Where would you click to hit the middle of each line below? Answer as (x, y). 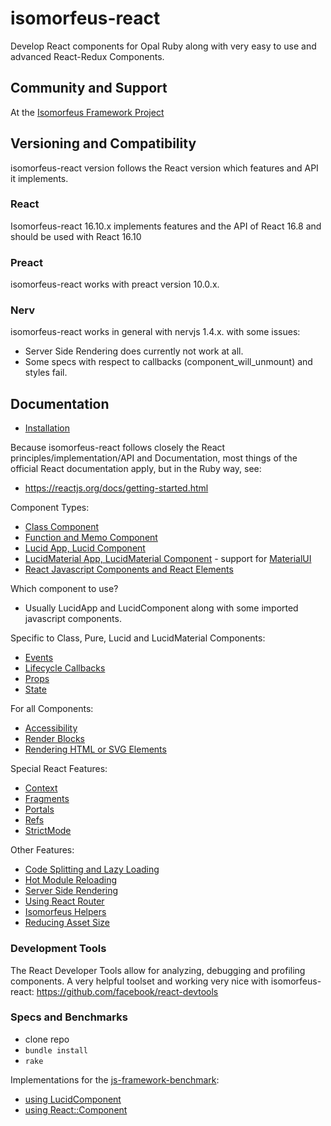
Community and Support (89, 88)
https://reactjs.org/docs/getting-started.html (116, 488)
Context (41, 788)
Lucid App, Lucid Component (85, 548)
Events (39, 658)
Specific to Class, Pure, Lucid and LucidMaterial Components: (138, 638)
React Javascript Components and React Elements (129, 569)
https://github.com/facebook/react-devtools (127, 991)
